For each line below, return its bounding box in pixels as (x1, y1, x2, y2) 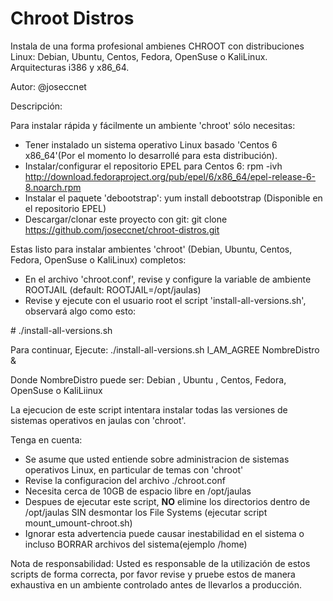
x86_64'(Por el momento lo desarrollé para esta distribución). (24, 149, 278, 161)
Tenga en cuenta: (10, 433, 83, 446)
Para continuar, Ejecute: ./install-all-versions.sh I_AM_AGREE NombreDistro (10, 343, 320, 356)
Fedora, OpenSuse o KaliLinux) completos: (10, 253, 187, 266)
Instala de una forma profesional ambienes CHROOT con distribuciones (10, 40, 305, 52)
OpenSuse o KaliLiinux (10, 384, 103, 396)
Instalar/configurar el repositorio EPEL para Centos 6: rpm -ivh (24, 160, 283, 172)
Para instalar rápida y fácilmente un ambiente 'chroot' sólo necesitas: (10, 119, 296, 131)
